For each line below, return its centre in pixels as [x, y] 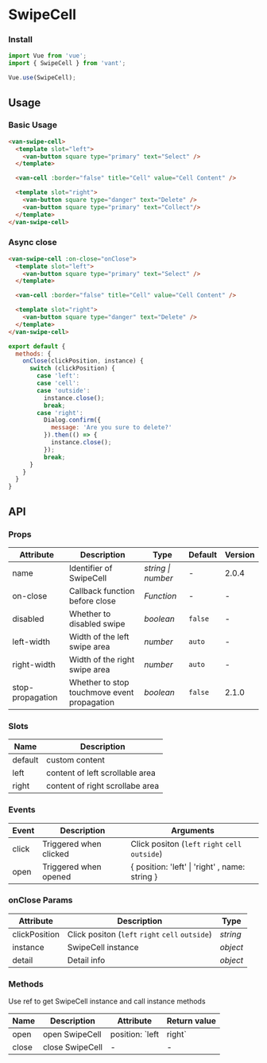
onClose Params [41, 900]
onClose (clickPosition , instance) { [83, 361]
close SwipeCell [73, 1047]
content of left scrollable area [101, 773]
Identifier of [91, 568]
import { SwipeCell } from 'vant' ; [67, 64]
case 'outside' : [64, 390]
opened [57, 876]
